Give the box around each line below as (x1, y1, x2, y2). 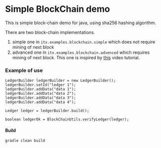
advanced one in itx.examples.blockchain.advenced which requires (12, 49, 150, 55)
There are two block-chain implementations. (5, 29, 95, 35)
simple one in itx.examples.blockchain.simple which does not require (12, 38, 156, 45)
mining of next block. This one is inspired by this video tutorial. (12, 54, 140, 60)
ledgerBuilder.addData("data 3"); (5, 95, 77, 101)
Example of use (5, 67, 43, 74)
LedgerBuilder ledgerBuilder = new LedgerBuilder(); (5, 78, 116, 83)
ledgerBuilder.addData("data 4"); (5, 100, 77, 105)
